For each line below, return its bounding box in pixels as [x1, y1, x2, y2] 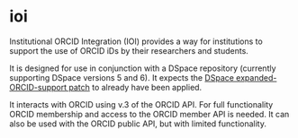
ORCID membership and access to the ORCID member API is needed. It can [9, 108, 290, 119]
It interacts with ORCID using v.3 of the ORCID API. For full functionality [9, 99, 274, 109]
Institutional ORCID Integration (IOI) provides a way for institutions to [9, 36, 263, 47]
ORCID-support [9, 82, 68, 92]
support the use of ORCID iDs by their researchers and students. [9, 45, 249, 56]
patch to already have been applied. [68, 82, 203, 92]
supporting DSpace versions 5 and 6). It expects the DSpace [9, 72, 234, 82]
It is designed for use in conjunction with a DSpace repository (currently [9, 63, 276, 73]
